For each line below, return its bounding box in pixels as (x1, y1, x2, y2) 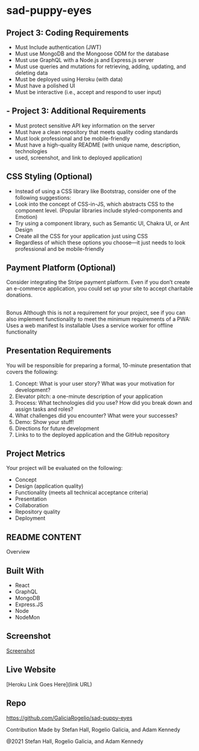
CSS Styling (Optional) (6, 171, 93, 182)
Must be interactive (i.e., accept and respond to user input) (14, 89, 162, 95)
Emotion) (14, 213, 38, 220)
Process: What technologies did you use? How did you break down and (14, 399, 193, 406)
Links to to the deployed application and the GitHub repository (14, 431, 170, 438)
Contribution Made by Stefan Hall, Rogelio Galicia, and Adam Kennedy (6, 726, 181, 733)
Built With (6, 565, 44, 576)
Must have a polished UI (14, 82, 75, 89)
